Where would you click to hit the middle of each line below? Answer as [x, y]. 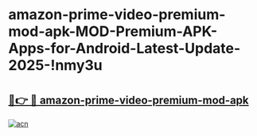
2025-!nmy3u [55, 66]
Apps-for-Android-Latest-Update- [125, 49]
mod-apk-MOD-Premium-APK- [113, 31]
